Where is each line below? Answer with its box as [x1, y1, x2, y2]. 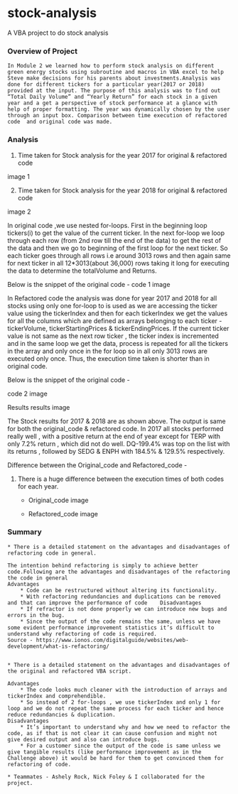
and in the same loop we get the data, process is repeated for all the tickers [7, 339, 229, 347]
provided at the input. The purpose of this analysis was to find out [7, 87, 221, 94]
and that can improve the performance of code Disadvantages [7, 599, 202, 607]
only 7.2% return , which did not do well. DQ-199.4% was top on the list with [7, 439, 230, 448]
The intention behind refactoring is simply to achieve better [7, 562, 199, 569]
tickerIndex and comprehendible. [7, 692, 107, 700]
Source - [7, 636, 33, 643]
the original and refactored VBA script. [7, 668, 132, 675]
